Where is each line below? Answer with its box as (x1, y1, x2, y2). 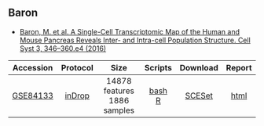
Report (225, 62, 252, 73)
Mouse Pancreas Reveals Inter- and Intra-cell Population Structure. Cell (19, 35, 251, 45)
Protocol (60, 62, 94, 73)
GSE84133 (12, 90, 53, 101)
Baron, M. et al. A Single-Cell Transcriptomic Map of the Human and (19, 27, 240, 36)
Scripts (144, 62, 173, 73)
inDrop (64, 90, 90, 101)
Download (179, 62, 218, 73)
